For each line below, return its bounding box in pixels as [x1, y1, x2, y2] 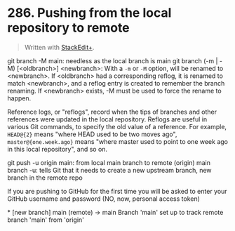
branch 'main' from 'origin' [7, 216, 84, 224]
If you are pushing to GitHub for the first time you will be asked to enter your [7, 187, 227, 195]
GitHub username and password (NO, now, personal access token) [7, 194, 200, 203]
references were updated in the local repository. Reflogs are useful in [7, 114, 208, 124]
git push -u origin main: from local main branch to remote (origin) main [7, 158, 210, 166]
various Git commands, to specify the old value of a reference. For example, [7, 122, 227, 131]
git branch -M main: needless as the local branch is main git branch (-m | [7, 56, 218, 65]
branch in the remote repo [7, 173, 83, 182]
